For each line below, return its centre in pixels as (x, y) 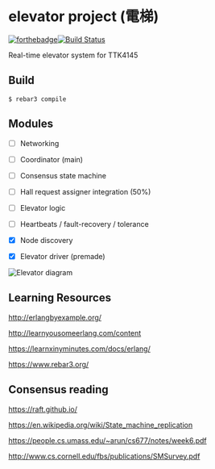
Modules (31, 124)
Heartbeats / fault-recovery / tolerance (84, 224)
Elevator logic (43, 207)
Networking (39, 143)
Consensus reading (58, 389)
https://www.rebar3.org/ (49, 364)
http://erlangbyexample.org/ (55, 317)
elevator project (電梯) (84, 17)
